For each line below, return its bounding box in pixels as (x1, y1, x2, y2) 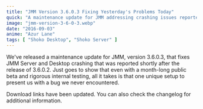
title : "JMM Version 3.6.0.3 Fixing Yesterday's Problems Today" (6, 8, 174, 15)
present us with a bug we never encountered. (6, 79, 120, 86)
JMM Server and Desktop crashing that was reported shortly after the (6, 60, 180, 67)
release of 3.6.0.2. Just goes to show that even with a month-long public (6, 66, 187, 73)
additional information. (6, 97, 62, 104)
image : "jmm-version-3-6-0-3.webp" (6, 20, 96, 26)
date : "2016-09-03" (6, 25, 56, 32)
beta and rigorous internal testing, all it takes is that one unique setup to (6, 73, 185, 79)
